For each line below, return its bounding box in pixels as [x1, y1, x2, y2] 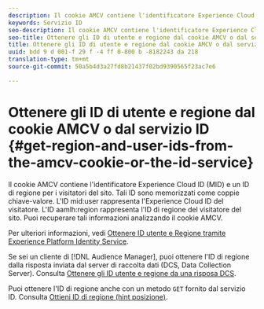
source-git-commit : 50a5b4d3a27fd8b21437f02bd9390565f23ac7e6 [8, 63, 216, 71]
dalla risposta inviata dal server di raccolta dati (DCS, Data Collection [8, 260, 232, 270]
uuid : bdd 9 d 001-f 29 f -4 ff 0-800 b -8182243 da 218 [8, 48, 199, 56]
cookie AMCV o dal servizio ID [8, 120, 210, 138]
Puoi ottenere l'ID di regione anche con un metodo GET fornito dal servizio [8, 284, 246, 293]
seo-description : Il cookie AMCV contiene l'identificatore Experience [8, 26, 247, 34]
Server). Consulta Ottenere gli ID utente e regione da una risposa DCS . [8, 268, 237, 278]
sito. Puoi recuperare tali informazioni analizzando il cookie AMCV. [8, 213, 223, 223]
